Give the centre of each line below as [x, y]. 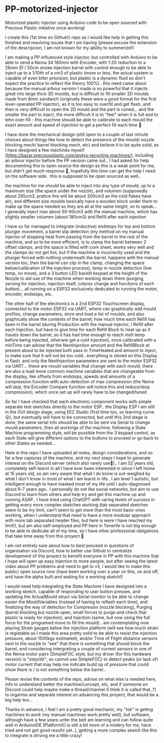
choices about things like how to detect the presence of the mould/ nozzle [80, 139]
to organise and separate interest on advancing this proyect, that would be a [82, 694]
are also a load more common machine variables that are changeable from [80, 371]
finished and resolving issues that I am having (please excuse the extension [81, 42]
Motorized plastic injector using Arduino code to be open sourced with [76, 23]
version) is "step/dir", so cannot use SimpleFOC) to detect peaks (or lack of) [82, 659]
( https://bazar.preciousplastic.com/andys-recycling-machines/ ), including [79, 155]
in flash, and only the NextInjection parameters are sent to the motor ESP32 [81, 361]
